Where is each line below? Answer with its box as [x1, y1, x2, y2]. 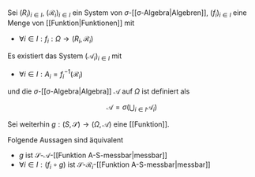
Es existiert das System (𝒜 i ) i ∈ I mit [7, 51, 122, 62]
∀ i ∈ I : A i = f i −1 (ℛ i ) [18, 68, 84, 80]
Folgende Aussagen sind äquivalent [7, 135, 124, 145]
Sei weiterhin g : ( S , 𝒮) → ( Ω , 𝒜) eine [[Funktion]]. [7, 119, 170, 129]
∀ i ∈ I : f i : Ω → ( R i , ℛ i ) [18, 34, 94, 45]
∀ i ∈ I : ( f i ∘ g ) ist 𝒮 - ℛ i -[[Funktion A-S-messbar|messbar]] [18, 160, 211, 171]
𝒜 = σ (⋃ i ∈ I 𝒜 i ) [106, 102, 158, 113]
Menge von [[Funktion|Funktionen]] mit [7, 18, 135, 28]
